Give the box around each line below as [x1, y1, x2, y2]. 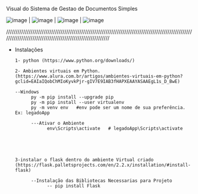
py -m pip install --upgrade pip [30, 94, 114, 100]
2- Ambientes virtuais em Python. [14, 68, 100, 74]
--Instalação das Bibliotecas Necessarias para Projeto [30, 178, 172, 184]
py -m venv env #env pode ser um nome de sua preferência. [30, 104, 186, 110]
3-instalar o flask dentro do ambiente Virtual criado [14, 157, 154, 163]
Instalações [14, 46, 43, 53]
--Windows [14, 89, 40, 95]
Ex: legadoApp [14, 110, 50, 116]
